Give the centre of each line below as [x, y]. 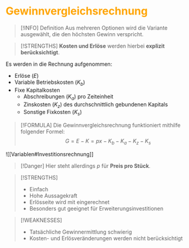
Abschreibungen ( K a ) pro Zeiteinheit [68, 97]
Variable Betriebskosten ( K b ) [50, 83]
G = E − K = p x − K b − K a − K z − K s [108, 142]
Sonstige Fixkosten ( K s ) [53, 113]
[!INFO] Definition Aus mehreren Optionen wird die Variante [94, 28]
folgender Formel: [42, 132]
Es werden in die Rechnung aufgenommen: [59, 64]
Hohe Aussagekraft [53, 196]
